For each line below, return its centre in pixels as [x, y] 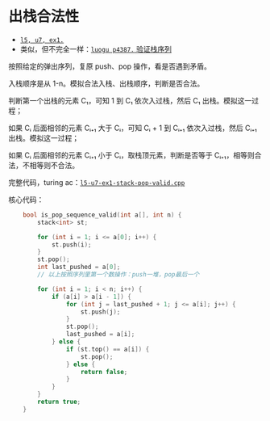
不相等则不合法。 [50, 165]
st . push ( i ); [71, 244]
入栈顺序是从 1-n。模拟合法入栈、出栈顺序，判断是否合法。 [106, 83]
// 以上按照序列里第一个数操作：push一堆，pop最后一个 [118, 275]
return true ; [59, 402]
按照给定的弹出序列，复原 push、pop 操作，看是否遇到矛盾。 [110, 66]
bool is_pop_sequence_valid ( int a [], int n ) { [102, 215]
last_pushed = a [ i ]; [100, 335]
